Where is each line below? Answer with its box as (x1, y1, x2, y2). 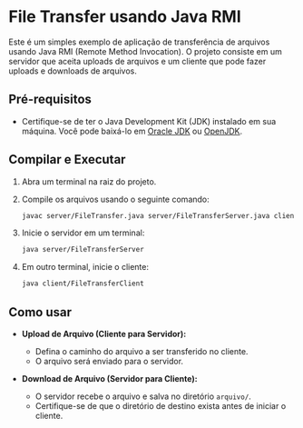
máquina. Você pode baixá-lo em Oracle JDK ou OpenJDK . (21, 125, 242, 136)
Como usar (8, 304, 73, 320)
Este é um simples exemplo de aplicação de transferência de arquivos (8, 36, 270, 47)
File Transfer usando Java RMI (8, 6, 241, 27)
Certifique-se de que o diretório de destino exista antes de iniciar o (34, 401, 287, 411)
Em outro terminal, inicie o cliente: (21, 262, 150, 273)
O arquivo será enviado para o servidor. (34, 356, 183, 366)
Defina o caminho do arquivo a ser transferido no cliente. (34, 346, 249, 356)
